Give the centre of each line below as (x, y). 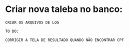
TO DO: (12, 31)
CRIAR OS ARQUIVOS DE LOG (32, 22)
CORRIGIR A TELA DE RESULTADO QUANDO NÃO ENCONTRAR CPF (64, 40)
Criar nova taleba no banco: (64, 9)
